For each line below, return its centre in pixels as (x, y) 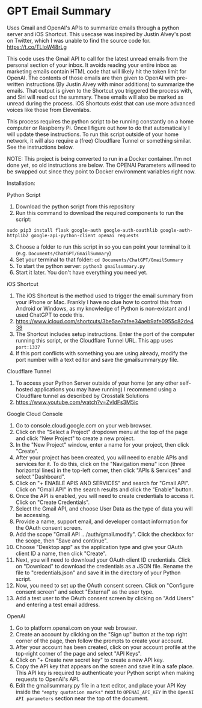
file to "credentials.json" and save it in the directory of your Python (98, 573)
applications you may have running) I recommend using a (105, 389)
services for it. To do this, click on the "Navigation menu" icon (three (100, 464)
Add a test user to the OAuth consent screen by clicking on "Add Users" (105, 598)
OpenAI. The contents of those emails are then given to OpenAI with (91, 78)
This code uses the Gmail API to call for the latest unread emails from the (97, 58)
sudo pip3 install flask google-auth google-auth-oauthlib (82, 230)
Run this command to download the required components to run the (99, 213)
